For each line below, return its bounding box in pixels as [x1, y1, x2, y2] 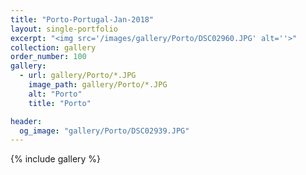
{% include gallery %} [10, 153, 102, 165]
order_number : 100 [10, 52, 87, 62]
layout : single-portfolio [10, 24, 118, 34]
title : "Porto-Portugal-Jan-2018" [10, 14, 155, 25]
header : [10, 116, 43, 126]
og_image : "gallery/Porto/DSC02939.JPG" [19, 126, 190, 136]
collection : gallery [10, 42, 97, 53]
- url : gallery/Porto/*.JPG [19, 71, 137, 81]
